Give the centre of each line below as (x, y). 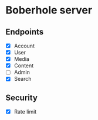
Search (23, 79)
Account (24, 46)
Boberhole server (49, 10)
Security (21, 97)
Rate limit (25, 112)
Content (24, 66)
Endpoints (25, 32)
